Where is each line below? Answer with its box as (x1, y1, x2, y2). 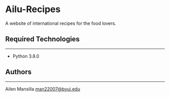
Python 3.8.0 (12, 53, 39, 59)
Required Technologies (5, 35, 80, 43)
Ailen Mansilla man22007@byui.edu (5, 86, 80, 92)
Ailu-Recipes (5, 4, 61, 15)
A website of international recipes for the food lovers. (5, 20, 116, 26)
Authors (5, 68, 32, 76)
